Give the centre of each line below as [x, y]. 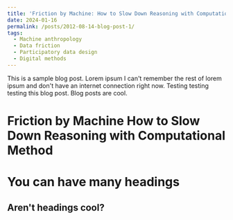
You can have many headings [94, 182]
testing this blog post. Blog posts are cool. [67, 93]
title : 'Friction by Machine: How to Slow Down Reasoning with [101, 13]
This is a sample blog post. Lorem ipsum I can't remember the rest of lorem [114, 78]
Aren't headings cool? [56, 207]
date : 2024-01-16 [32, 20]
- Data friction [37, 46]
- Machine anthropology [48, 39]
